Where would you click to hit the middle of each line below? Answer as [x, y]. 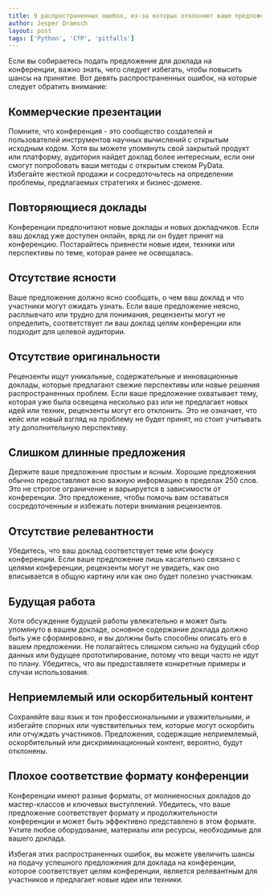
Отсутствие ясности [62, 278]
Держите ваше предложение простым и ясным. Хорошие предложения [132, 472]
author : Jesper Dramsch [48, 23]
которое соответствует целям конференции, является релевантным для [133, 871]
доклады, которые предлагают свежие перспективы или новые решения [134, 385]
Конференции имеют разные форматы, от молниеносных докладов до [130, 796]
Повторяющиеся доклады [78, 208]
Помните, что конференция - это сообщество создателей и [110, 131]
